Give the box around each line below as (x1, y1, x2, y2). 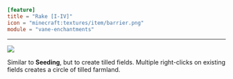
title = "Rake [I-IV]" (7, 12, 73, 20)
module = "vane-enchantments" (7, 26, 95, 33)
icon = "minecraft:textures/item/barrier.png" (7, 19, 144, 26)
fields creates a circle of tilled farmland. (7, 65, 121, 73)
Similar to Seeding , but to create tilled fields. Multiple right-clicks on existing (7, 58, 226, 66)
